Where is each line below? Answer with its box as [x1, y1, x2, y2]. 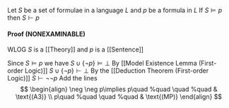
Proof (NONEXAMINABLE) [7, 30, 86, 38]
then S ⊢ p [7, 13, 40, 22]
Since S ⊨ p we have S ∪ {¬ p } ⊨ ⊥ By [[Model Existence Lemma [7, 59, 197, 68]
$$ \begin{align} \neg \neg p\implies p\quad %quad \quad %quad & [20, 85, 218, 94]
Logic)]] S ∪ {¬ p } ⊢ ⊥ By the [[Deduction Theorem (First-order [24, 66, 209, 75]
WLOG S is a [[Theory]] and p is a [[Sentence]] [7, 45, 143, 54]
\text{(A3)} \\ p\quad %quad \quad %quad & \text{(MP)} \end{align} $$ [15, 92, 223, 101]
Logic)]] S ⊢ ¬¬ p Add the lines [7, 74, 98, 83]
